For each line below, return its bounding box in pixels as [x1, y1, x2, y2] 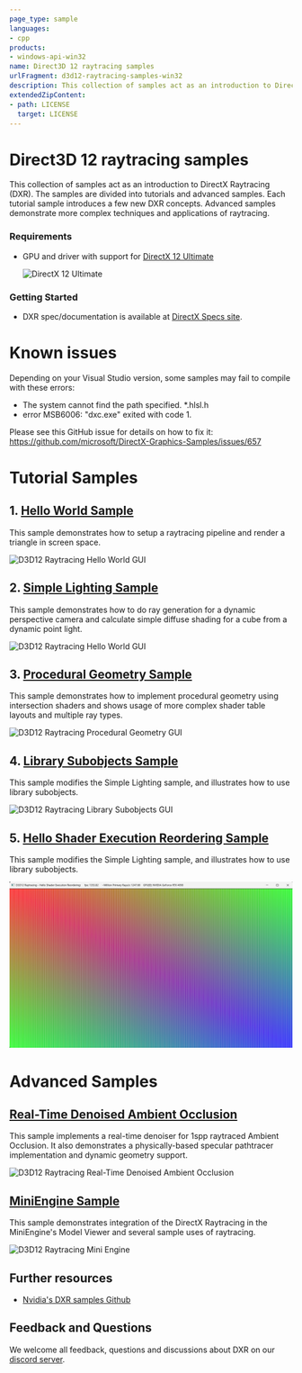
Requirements [9, 230, 73, 243]
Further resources [9, 1270, 113, 1286]
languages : [9, 23, 50, 33]
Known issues [9, 343, 117, 364]
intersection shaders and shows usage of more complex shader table [9, 700, 266, 711]
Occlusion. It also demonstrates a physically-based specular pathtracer [9, 1140, 274, 1152]
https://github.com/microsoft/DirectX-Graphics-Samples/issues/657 [9, 436, 262, 447]
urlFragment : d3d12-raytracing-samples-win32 [9, 72, 182, 81]
